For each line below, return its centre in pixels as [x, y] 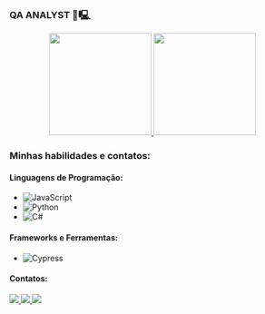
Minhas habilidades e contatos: [80, 156]
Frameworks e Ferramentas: [64, 238]
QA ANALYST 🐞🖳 [50, 15]
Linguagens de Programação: [66, 177]
